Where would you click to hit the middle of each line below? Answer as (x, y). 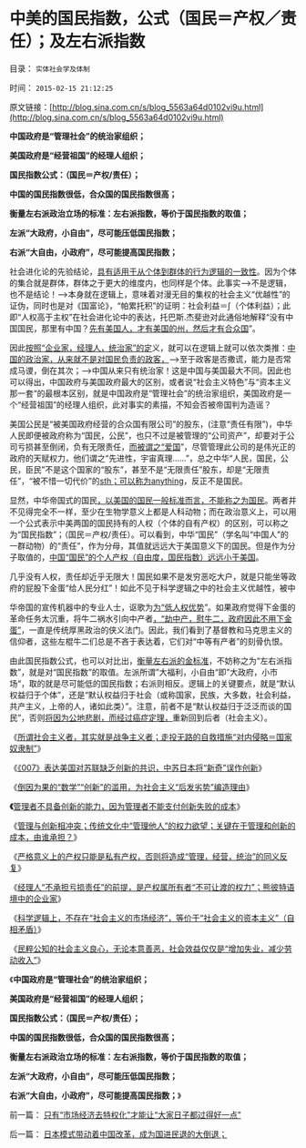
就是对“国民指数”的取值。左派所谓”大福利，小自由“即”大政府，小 (149, 672)
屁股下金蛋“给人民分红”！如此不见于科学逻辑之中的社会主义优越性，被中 (160, 587)
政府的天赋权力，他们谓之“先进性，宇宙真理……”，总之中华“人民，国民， (145, 458)
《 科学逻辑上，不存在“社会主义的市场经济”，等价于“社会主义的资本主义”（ (148, 918)
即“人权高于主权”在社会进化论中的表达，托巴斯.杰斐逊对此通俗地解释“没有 (148, 317)
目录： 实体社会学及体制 (50, 68)
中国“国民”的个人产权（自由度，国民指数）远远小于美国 (153, 557)
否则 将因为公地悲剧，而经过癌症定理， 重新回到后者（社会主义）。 (151, 717)
